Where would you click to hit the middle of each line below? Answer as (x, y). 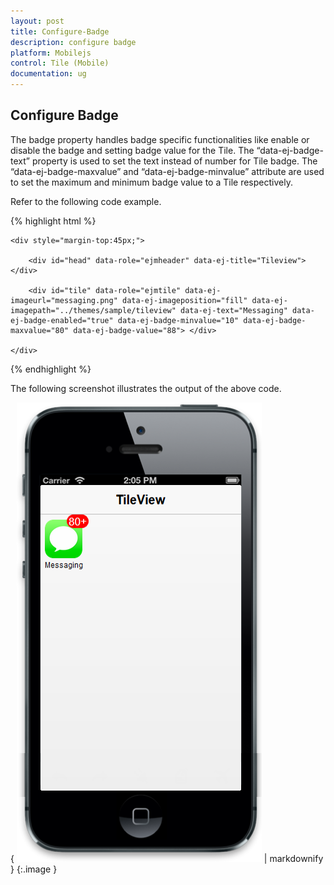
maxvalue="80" (40, 330)
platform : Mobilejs (51, 53)
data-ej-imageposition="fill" (184, 300)
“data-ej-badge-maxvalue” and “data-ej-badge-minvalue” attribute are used (167, 171)
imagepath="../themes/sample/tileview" (93, 310)
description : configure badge (73, 42)
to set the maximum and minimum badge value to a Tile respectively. (151, 182)
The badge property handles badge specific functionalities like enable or (160, 139)
